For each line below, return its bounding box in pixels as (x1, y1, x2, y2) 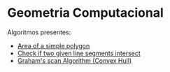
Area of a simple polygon (17, 41, 90, 50)
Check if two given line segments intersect (17, 49, 141, 57)
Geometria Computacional (7, 5, 164, 21)
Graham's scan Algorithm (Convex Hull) (17, 56, 132, 64)
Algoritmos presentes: (7, 28, 71, 36)
